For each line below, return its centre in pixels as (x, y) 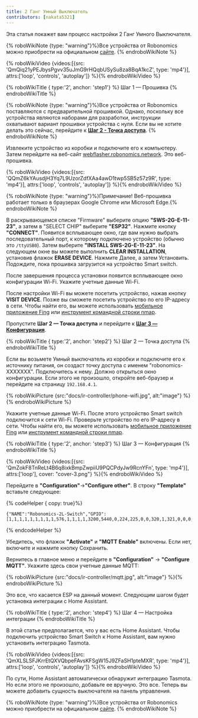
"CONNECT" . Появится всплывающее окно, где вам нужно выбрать (92, 232)
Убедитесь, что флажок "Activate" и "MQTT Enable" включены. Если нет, (99, 541)
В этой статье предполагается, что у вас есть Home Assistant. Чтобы (93, 630)
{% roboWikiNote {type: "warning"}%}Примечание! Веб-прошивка (89, 196)
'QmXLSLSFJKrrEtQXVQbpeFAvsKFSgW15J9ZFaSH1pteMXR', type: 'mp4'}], (98, 661)
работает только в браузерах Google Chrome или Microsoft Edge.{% (92, 202)
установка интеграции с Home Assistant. (57, 601)
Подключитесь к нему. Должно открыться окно (96, 371)
